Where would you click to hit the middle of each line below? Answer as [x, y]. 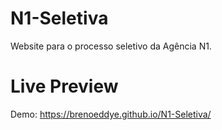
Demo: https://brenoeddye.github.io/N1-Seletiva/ [111, 114]
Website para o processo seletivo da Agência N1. [111, 46]
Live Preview [64, 86]
